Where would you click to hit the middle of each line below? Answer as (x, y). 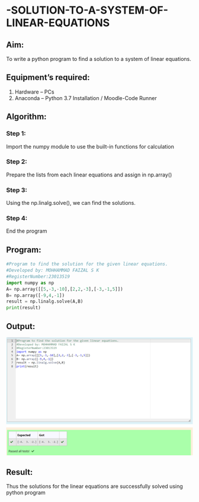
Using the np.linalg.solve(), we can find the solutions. (71, 203)
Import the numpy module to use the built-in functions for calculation (90, 146)
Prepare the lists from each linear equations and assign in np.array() (89, 175)
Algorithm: (26, 117)
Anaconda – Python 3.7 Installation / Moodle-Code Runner (86, 98)
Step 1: (16, 134)
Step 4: (17, 218)
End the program (27, 231)
